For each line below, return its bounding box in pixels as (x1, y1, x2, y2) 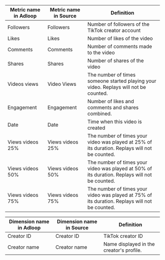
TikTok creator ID (103, 233, 143, 239)
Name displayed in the (103, 241, 155, 247)
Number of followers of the (87, 21, 150, 28)
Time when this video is (87, 118, 142, 125)
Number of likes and (87, 98, 134, 105)
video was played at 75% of (87, 192, 152, 198)
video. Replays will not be (87, 84, 146, 90)
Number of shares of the (87, 57, 144, 64)
